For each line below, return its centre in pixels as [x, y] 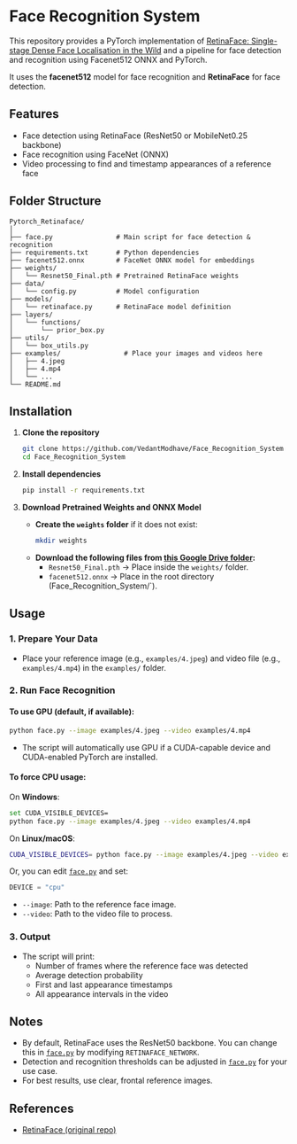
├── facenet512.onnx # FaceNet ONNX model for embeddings [132, 260]
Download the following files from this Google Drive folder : [145, 557]
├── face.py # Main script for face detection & [130, 237]
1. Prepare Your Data [54, 639]
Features [34, 114]
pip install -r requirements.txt [84, 490]
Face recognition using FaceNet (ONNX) [95, 154]
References [42, 1108]
